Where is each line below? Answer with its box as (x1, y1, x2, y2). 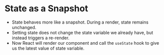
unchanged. (11, 24, 37, 30)
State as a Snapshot (4, 3, 88, 14)
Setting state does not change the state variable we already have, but (11, 29, 154, 35)
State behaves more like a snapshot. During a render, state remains (11, 19, 149, 25)
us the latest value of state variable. (11, 45, 84, 51)
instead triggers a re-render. (11, 35, 70, 41)
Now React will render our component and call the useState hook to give (11, 40, 159, 46)
